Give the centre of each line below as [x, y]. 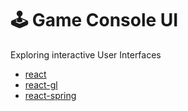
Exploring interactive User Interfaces [86, 54]
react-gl [41, 84]
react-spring [50, 95]
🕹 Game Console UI [94, 20]
